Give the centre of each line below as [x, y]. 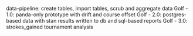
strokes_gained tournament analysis [50, 27]
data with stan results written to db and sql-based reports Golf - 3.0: [105, 21]
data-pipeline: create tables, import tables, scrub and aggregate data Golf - [97, 8]
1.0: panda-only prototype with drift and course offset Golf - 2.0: [84, 15]
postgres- [175, 15]
